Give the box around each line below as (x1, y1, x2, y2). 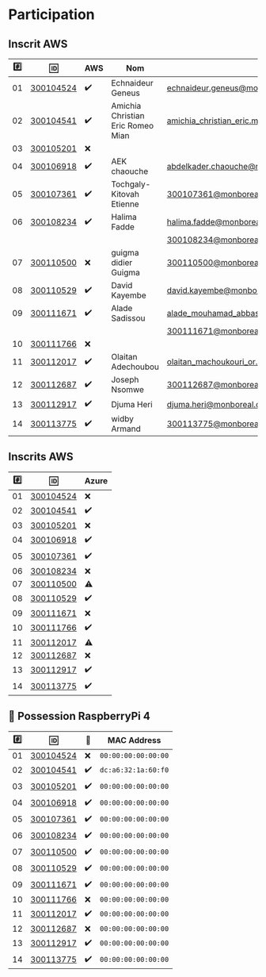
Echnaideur (110, 78, 154, 88)
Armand (110, 423, 141, 434)
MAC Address (107, 735, 161, 746)
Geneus (110, 87, 140, 98)
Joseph (110, 375, 139, 385)
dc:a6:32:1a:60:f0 (100, 766, 169, 775)
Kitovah (110, 189, 140, 199)
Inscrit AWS (8, 37, 68, 51)
